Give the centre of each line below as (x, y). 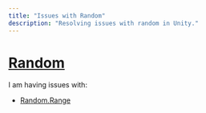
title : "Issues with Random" (57, 16)
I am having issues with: (48, 85)
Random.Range (45, 100)
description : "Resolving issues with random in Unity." (103, 23)
